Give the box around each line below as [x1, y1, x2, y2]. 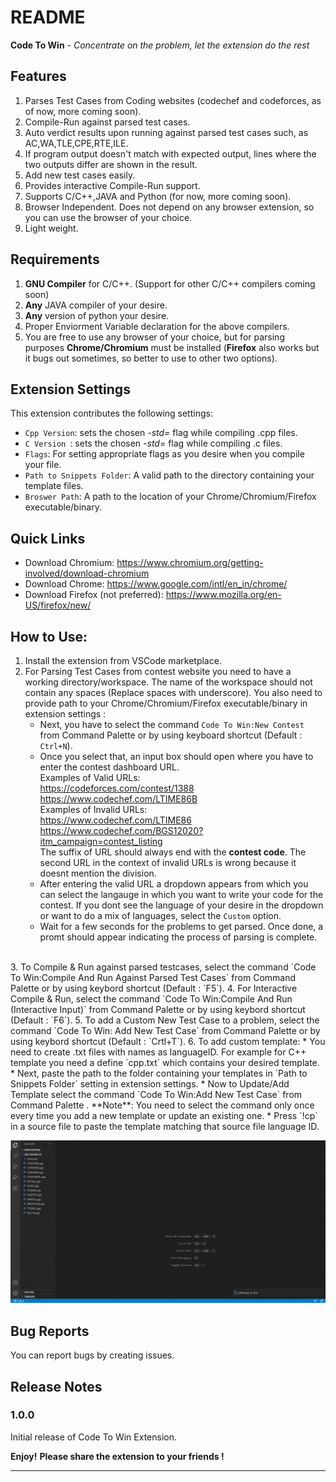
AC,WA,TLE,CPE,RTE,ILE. [24, 137, 129, 149]
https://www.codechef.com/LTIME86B [39, 793, 198, 805]
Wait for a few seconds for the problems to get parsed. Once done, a [39, 921, 324, 932]
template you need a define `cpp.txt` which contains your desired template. [10, 1057, 320, 1068]
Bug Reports [10, 1322, 90, 1340]
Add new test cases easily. [24, 169, 136, 181]
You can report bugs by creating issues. [10, 1349, 175, 1361]
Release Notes [10, 1378, 103, 1395]
